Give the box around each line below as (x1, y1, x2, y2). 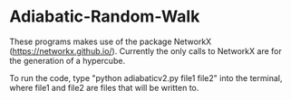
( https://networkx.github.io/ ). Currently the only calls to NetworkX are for (9, 45, 283, 56)
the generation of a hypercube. (9, 55, 125, 66)
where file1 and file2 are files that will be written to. (9, 82, 199, 93)
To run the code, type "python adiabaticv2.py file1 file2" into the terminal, (9, 72, 283, 83)
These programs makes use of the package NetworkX (9, 36, 212, 47)
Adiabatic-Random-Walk (9, 6, 200, 27)
